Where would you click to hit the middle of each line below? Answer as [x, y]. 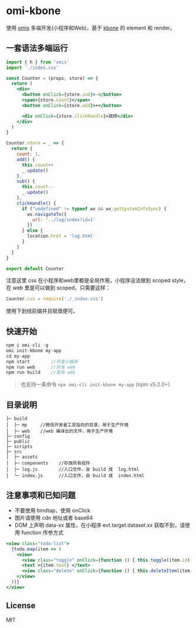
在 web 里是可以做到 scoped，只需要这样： [58, 288]
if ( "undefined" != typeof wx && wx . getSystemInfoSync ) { [94, 209]
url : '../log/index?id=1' [64, 220]
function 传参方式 [43, 532]
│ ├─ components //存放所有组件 [48, 463]
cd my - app [18, 356]
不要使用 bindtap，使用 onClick [53, 510]
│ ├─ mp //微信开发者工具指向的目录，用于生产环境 [67, 425]
